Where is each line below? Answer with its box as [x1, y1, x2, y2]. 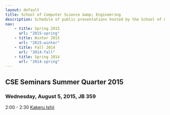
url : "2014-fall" [18, 49, 56, 54]
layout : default [5, 7, 39, 13]
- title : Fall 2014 [14, 45, 56, 50]
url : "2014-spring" [18, 59, 60, 64]
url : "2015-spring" [18, 31, 60, 36]
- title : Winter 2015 [14, 36, 60, 41]
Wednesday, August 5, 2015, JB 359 [5, 93, 96, 100]
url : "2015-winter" [18, 40, 60, 45]
